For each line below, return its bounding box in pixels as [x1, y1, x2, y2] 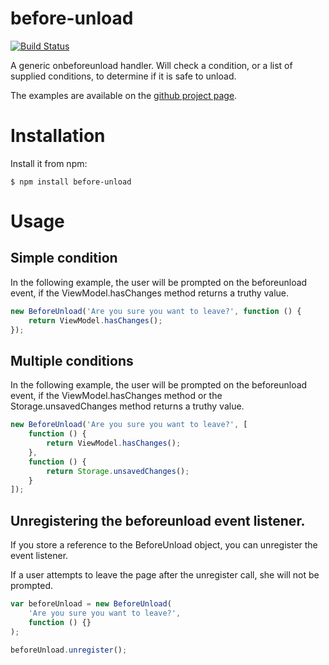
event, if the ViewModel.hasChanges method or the [10, 390, 223, 402]
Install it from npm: [10, 157, 88, 169]
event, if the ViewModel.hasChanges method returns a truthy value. [10, 287, 290, 299]
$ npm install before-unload [10, 177, 132, 187]
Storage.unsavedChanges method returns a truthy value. [10, 400, 245, 412]
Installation [10, 125, 106, 147]
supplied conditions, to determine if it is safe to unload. [10, 70, 237, 82]
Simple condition [10, 250, 118, 267]
